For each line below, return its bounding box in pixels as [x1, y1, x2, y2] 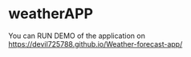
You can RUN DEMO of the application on [8, 31, 146, 40]
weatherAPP [8, 5, 94, 23]
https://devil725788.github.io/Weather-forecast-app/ [8, 39, 183, 48]
